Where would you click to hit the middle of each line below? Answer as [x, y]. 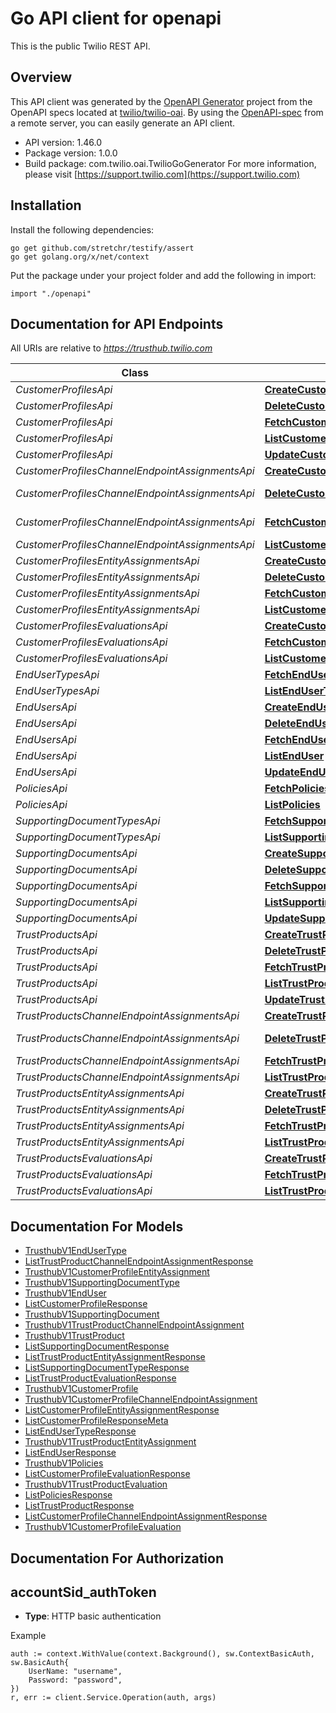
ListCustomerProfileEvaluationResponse [107, 1474]
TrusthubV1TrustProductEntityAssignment [110, 1442]
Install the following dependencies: [82, 229]
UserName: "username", [75, 1672]
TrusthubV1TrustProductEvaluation [96, 1484]
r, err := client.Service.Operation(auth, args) [113, 1698]
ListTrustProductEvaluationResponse [100, 1378]
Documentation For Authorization [117, 1558]
